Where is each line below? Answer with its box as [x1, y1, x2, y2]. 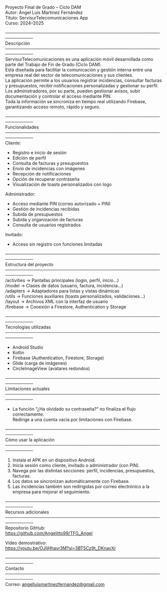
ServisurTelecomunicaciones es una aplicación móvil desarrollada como [5, 56, 154, 62]
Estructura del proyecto [5, 262, 54, 267]
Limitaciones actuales [5, 386, 50, 392]
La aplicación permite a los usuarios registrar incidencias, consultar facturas [5, 77, 162, 83]
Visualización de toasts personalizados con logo [12, 181, 112, 187]
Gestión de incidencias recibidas [12, 206, 80, 212]
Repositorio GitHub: [5, 525, 46, 531]
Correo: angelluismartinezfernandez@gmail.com [5, 582, 105, 587]
